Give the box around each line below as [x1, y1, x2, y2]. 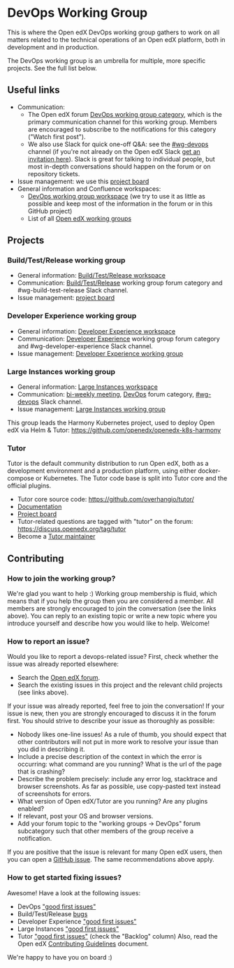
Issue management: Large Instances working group [17, 405, 166, 413]
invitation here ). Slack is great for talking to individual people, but [27, 155, 215, 163]
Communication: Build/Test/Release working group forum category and [17, 278, 223, 287]
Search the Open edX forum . [17, 674, 101, 682]
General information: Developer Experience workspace [17, 327, 176, 335]
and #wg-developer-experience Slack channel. [17, 341, 154, 350]
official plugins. [7, 481, 52, 490]
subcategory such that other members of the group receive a [17, 827, 194, 835]
